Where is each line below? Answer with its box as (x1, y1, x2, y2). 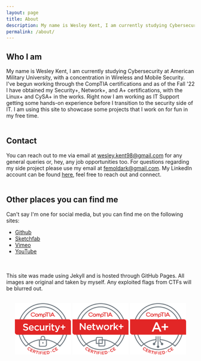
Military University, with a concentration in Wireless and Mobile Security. (6, 74, 185, 81)
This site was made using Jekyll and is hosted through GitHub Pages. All (6, 272, 185, 279)
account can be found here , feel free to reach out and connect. (6, 171, 162, 178)
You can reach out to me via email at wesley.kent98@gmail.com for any (6, 152, 182, 159)
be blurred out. (6, 285, 43, 292)
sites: (6, 216, 20, 224)
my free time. (6, 112, 39, 119)
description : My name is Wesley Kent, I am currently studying (6, 22, 167, 28)
